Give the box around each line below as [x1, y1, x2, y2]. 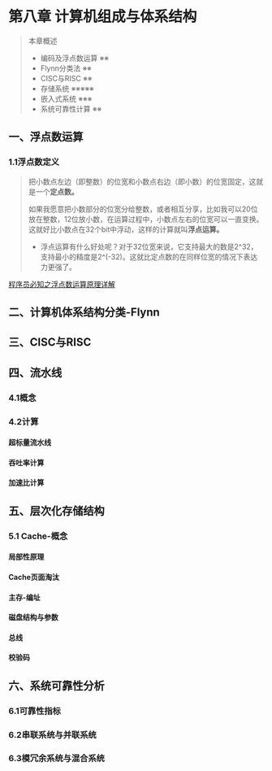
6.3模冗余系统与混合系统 [8, 753, 106, 764]
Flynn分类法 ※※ [40, 63, 92, 73]
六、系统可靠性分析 [8, 678, 105, 692]
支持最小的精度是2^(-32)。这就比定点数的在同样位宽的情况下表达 [40, 251, 258, 261]
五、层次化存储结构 [8, 503, 105, 517]
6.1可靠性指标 [8, 705, 61, 717]
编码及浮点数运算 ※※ [40, 53, 110, 63]
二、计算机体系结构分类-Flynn [8, 306, 160, 320]
